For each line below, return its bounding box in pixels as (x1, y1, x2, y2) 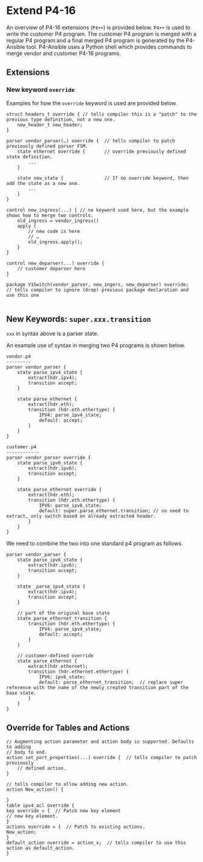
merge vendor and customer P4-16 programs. (6, 49, 122, 57)
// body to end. (6, 749, 47, 756)
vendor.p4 (6, 353, 32, 360)
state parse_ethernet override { (17, 487, 102, 493)
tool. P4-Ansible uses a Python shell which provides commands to (26, 43, 193, 50)
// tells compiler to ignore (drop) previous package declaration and (6, 287, 189, 293)
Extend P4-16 (6, 4, 76, 18)
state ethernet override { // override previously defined (17, 148, 187, 155)
